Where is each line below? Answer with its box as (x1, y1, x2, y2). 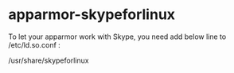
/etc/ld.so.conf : (8, 40, 61, 49)
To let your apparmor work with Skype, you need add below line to (8, 32, 227, 41)
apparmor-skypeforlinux (8, 6, 176, 24)
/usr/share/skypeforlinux (8, 56, 89, 65)
